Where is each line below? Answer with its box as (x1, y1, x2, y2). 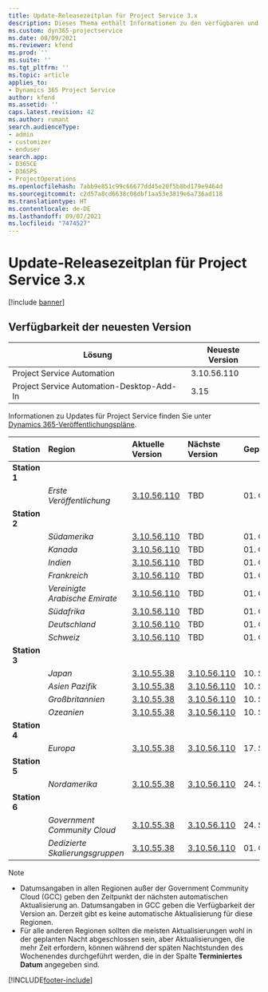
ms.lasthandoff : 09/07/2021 (8, 212, 102, 220)
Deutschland (47, 618, 96, 629)
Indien (47, 557, 72, 568)
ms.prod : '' (8, 49, 48, 57)
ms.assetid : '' (8, 101, 59, 109)
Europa (47, 742, 76, 753)
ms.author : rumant (8, 116, 69, 124)
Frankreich (47, 569, 89, 581)
